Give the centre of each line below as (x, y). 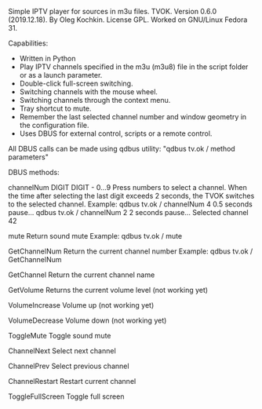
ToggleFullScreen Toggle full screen (66, 396)
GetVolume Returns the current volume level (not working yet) (108, 290)
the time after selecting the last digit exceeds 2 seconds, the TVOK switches (131, 196)
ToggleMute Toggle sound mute (60, 336)
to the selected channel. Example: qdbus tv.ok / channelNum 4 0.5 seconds (130, 204)
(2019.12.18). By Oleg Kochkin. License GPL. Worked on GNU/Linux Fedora (128, 20)
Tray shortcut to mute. (55, 108)
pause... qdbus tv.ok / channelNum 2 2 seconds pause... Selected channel (128, 212)
